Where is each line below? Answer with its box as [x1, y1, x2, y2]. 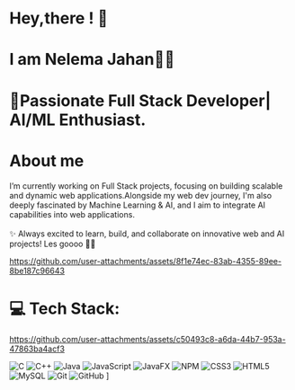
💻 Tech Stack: [9, 298, 121, 318]
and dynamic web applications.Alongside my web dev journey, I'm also [9, 190, 273, 200]
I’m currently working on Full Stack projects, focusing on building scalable [9, 180, 283, 191]
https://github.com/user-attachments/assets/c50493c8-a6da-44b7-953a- [9, 334, 286, 345]
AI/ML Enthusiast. [9, 110, 147, 129]
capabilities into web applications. [9, 208, 135, 219]
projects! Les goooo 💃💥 [9, 238, 96, 249]
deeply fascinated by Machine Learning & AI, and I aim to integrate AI [9, 199, 266, 210]
